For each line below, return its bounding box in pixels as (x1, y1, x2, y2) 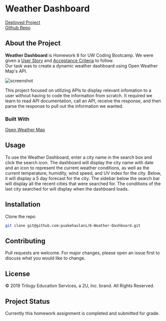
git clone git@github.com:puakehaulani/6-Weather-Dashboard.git (5, 223, 141, 228)
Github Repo (5, 24, 31, 30)
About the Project (5, 39, 61, 48)
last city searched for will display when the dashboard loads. (5, 186, 129, 192)
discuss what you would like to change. (5, 255, 86, 261)
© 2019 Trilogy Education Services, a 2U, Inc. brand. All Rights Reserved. (5, 283, 155, 289)
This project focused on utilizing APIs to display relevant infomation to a (5, 87, 152, 93)
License (5, 269, 30, 278)
